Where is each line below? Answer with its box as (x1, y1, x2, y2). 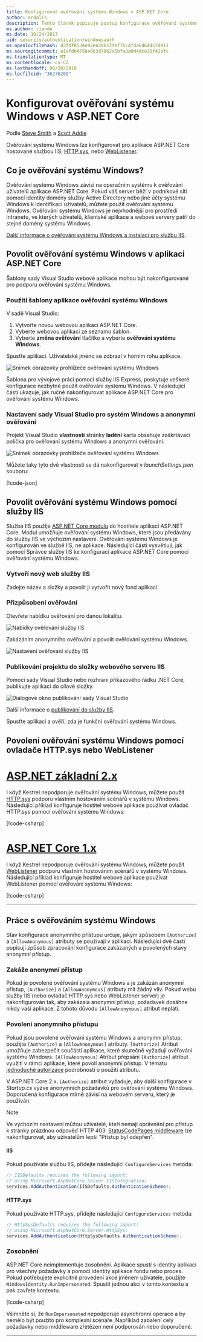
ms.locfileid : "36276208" (6, 71, 71, 77)
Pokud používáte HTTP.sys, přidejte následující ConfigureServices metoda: (6, 1210, 193, 1217)
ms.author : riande (6, 25, 53, 32)
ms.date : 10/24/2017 (6, 31, 59, 37)
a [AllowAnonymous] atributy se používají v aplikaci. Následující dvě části (6, 938, 185, 945)
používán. (6, 1097, 31, 1104)
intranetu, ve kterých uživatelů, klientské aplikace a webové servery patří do (6, 213, 196, 221)
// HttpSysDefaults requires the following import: (6, 1222, 139, 1228)
